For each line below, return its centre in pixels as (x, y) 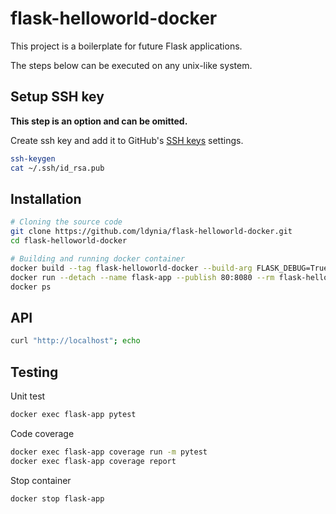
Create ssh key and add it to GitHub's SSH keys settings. (127, 140)
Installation (46, 198)
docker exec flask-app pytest (73, 414)
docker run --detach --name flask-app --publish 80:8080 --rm (142, 277)
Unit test (28, 396)
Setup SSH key (57, 97)
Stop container (41, 480)
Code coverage (42, 433)
